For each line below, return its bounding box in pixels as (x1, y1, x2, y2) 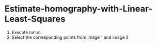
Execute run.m (11, 29, 41, 35)
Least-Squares (4, 13, 66, 24)
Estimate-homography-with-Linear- (4, 3, 153, 14)
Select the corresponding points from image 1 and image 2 (11, 34, 129, 40)
